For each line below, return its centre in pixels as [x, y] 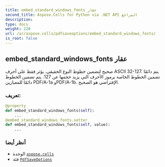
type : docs [17, 24]
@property [16, 106]
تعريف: [13, 95]
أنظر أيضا [16, 143]
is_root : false [21, 39]
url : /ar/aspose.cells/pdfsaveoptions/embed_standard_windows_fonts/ [81, 34]
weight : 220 [18, 29]
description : [19, 19]
